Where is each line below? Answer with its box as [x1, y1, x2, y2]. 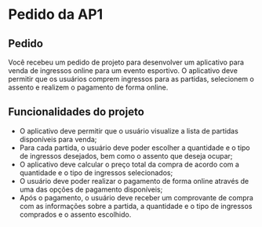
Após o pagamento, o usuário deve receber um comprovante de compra [19, 192, 253, 202]
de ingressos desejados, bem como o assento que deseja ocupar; [19, 151, 233, 160]
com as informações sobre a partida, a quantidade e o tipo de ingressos [19, 201, 253, 211]
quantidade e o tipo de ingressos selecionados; [19, 167, 173, 178]
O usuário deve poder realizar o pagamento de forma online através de [19, 176, 249, 185]
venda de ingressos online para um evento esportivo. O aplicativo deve [8, 66, 238, 75]
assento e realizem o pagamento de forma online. [8, 82, 169, 92]
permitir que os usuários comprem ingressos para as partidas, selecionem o [8, 75, 255, 83]
